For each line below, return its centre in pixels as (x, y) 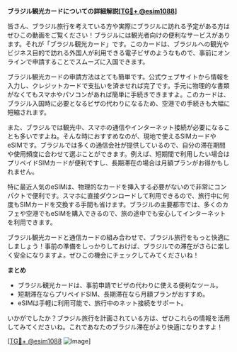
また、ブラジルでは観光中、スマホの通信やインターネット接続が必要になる (116, 127)
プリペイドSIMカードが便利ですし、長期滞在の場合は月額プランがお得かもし (118, 163)
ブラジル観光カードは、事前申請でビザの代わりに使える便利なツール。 (120, 285)
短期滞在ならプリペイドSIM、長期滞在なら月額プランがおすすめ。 (113, 294)
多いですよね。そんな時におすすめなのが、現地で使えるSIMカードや (118, 136)
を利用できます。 (32, 222)
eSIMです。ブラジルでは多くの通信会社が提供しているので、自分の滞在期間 (116, 145)
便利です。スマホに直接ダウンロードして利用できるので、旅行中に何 (130, 196)
